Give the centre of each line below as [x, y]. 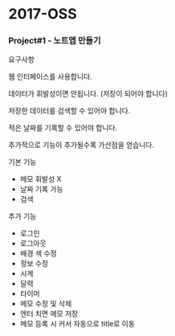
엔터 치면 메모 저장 [49, 313]
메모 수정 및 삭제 [46, 304]
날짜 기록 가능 [41, 189]
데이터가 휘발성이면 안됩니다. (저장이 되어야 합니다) [88, 94]
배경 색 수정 [39, 253]
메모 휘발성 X [41, 179]
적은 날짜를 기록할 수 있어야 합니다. [63, 128]
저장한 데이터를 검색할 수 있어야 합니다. [69, 111]
